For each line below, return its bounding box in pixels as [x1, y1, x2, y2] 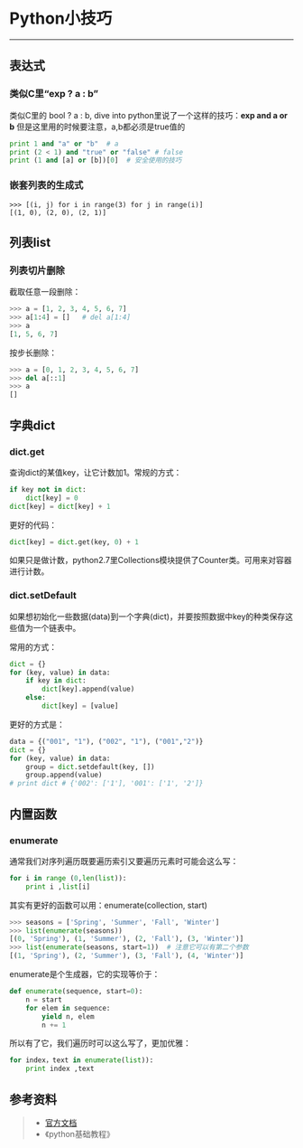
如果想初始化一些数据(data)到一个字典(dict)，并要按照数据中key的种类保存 [9, 611, 286, 622]
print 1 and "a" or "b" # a [9, 139, 119, 148]
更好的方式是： [9, 719, 65, 729]
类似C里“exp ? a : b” [9, 88, 99, 100]
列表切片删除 [9, 264, 66, 277]
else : [25, 693, 47, 702]
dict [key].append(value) [41, 684, 135, 694]
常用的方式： [9, 641, 57, 652]
